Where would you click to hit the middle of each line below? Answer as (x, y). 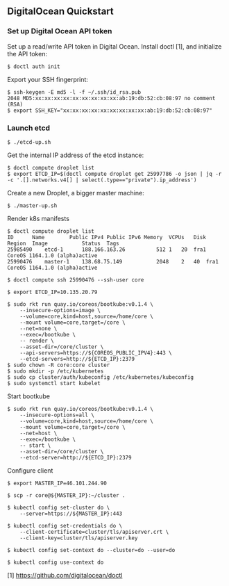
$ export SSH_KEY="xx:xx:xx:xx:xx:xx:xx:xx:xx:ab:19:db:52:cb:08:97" (110, 111)
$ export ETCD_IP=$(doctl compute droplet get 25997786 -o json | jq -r (114, 174)
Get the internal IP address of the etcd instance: (76, 155)
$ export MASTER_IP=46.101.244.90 (57, 483)
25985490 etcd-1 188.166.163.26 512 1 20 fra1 (107, 250)
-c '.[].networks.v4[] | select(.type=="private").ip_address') (102, 180)
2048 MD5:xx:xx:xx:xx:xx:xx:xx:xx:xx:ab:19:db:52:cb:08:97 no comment (111, 98)
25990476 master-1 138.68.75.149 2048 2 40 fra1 (113, 261)
